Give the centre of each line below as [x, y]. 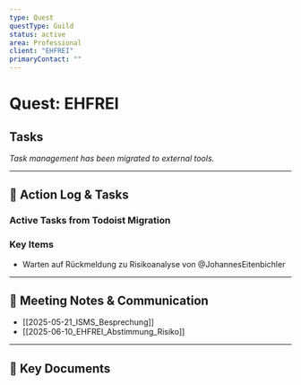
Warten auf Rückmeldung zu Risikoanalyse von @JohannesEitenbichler [154, 264]
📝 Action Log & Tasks [69, 195]
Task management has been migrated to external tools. [112, 158]
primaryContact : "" [46, 59]
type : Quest [31, 17]
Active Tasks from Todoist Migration [90, 221]
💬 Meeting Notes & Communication [109, 301]
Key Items [31, 245]
